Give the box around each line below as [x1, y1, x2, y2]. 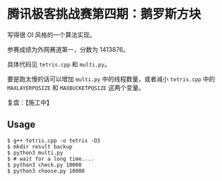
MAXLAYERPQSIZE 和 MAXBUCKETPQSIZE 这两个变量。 [7, 83, 145, 92]
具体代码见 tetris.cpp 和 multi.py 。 [7, 60, 111, 68]
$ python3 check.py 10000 [7, 161, 82, 169]
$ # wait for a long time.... [7, 155, 95, 162]
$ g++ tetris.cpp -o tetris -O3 [7, 137, 100, 144]
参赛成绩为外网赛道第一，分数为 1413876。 [7, 45, 129, 53]
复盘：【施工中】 [7, 98, 53, 106]
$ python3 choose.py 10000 [7, 167, 85, 174]
